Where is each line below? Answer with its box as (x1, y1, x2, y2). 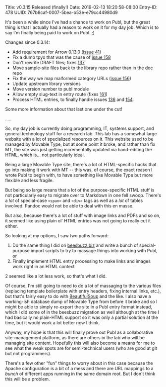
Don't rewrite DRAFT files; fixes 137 (12, 60, 85, 65)
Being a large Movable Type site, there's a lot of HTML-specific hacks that (5, 162, 157, 167)
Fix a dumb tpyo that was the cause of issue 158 (12, 54, 111, 60)
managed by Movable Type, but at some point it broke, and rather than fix (5, 141, 156, 147)
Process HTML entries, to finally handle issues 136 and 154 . (12, 97, 134, 102)
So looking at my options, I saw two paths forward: (5, 233, 109, 238)
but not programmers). (5, 351, 52, 356)
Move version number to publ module (12, 86, 89, 92)
